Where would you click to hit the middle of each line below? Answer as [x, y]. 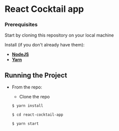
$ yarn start [25, 124]
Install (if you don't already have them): [45, 45]
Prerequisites [21, 25]
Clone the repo [34, 97]
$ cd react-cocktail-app [37, 115]
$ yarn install [28, 106]
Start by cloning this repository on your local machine [59, 35]
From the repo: [27, 87]
